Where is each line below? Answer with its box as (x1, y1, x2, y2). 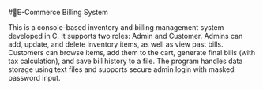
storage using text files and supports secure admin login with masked (8, 65, 235, 74)
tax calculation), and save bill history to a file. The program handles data (8, 56, 243, 66)
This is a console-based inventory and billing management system (8, 23, 224, 32)
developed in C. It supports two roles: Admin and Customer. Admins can (8, 32, 243, 40)
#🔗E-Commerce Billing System (8, 8, 108, 17)
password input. (8, 73, 61, 82)
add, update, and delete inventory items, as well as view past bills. (8, 39, 224, 49)
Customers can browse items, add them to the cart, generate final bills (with (8, 48, 255, 57)
